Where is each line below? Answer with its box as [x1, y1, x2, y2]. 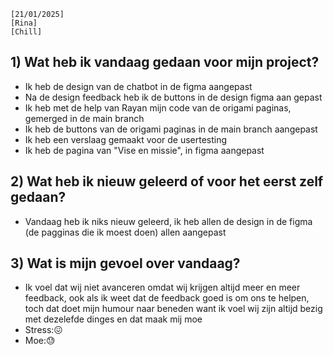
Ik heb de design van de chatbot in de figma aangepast [24, 80, 253, 92]
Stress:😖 [24, 324, 63, 336]
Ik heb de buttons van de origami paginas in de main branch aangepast [24, 123, 318, 135]
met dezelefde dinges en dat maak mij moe [24, 313, 203, 325]
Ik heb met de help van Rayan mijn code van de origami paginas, [24, 101, 292, 114]
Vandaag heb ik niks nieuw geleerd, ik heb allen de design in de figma [24, 215, 313, 227]
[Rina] [10, 18, 38, 28]
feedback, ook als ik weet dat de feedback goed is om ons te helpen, [24, 292, 310, 304]
